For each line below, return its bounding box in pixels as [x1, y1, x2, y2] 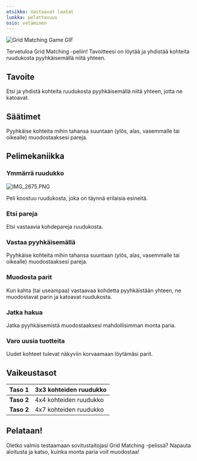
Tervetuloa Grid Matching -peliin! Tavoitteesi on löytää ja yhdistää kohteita [6, 48, 190, 55]
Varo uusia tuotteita [6, 337, 65, 345]
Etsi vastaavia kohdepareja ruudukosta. [6, 223, 103, 230]
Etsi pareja [6, 209, 38, 218]
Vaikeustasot [6, 367, 57, 378]
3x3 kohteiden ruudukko [35, 385, 107, 394]
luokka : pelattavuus [6, 14, 58, 20]
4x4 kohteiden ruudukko [35, 396, 104, 404]
